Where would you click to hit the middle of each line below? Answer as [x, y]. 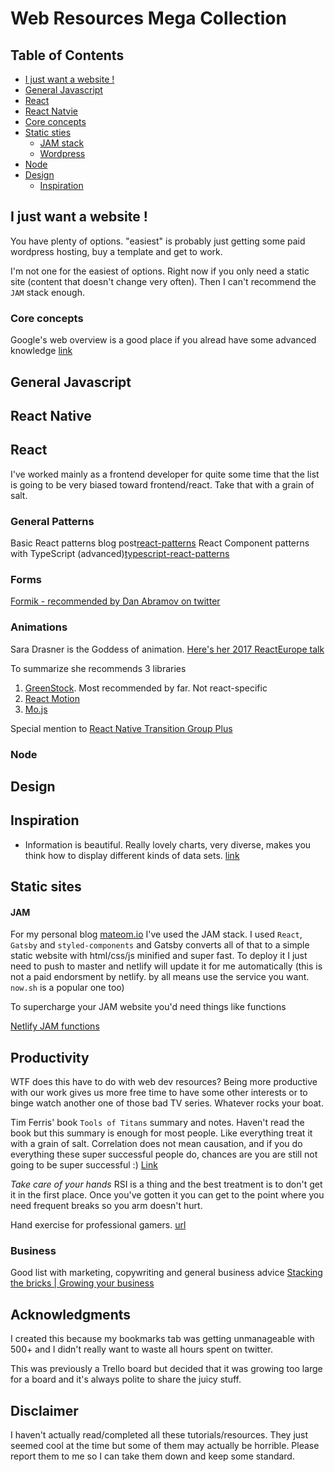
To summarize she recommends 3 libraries [98, 668]
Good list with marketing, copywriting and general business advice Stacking [166, 1273]
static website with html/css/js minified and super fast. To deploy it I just [159, 956]
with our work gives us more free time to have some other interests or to [159, 1093]
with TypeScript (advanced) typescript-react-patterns [120, 553]
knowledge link [41, 351]
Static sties [48, 132]
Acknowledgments [71, 1314]
